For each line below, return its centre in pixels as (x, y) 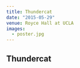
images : (16, 29)
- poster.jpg (28, 34)
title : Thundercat (29, 12)
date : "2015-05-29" (31, 17)
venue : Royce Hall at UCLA (40, 23)
